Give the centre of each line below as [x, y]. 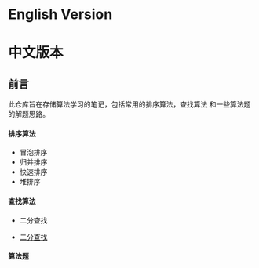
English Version [60, 14]
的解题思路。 [29, 114]
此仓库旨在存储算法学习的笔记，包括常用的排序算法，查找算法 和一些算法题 [129, 104]
